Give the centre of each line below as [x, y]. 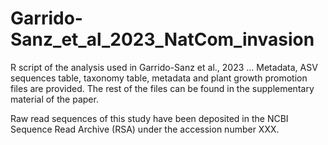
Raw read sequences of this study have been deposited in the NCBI [149, 118]
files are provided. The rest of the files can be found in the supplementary [162, 88]
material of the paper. [54, 99]
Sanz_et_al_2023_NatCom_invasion [162, 39]
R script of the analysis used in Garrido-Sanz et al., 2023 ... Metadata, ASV [164, 67]
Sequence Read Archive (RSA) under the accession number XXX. [145, 129]
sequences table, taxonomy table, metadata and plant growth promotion [159, 78]
